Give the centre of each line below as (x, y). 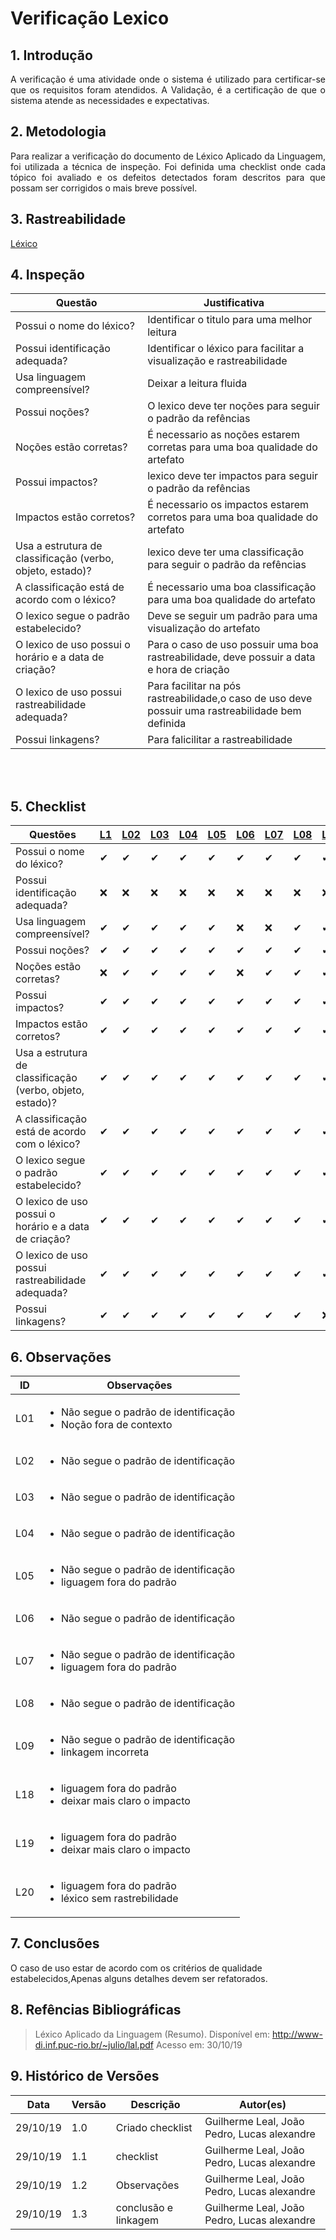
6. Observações (61, 1357)
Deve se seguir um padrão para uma (232, 616)
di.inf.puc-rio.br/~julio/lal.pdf (94, 2044)
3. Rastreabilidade (68, 219)
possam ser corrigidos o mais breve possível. (104, 188)
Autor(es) (263, 2104)
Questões (52, 835)
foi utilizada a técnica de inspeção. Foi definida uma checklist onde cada (168, 166)
